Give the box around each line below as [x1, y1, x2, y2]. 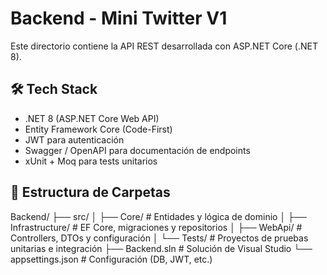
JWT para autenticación [24, 133, 125, 146]
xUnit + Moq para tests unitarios [24, 155, 158, 167]
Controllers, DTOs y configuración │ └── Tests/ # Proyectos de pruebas [10, 232, 309, 244]
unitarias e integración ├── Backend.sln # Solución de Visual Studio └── [10, 242, 313, 254]
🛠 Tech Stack [10, 81, 98, 98]
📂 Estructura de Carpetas [10, 184, 171, 201]
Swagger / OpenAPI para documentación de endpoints [24, 144, 251, 156]
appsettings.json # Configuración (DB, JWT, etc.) [10, 253, 213, 265]
